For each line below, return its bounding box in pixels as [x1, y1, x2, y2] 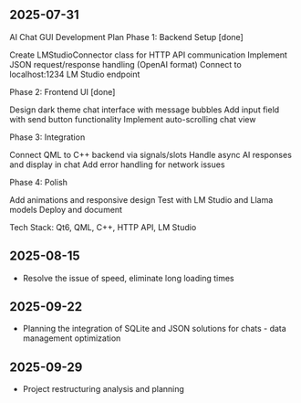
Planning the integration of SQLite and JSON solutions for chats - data [22, 323, 287, 334]
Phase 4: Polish [9, 176, 68, 187]
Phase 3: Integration [9, 132, 86, 143]
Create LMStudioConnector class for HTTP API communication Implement [9, 49, 287, 60]
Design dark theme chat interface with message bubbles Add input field [9, 104, 280, 115]
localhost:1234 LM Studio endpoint [9, 69, 140, 80]
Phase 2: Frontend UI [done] [9, 86, 116, 97]
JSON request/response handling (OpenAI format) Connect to [9, 58, 242, 69]
